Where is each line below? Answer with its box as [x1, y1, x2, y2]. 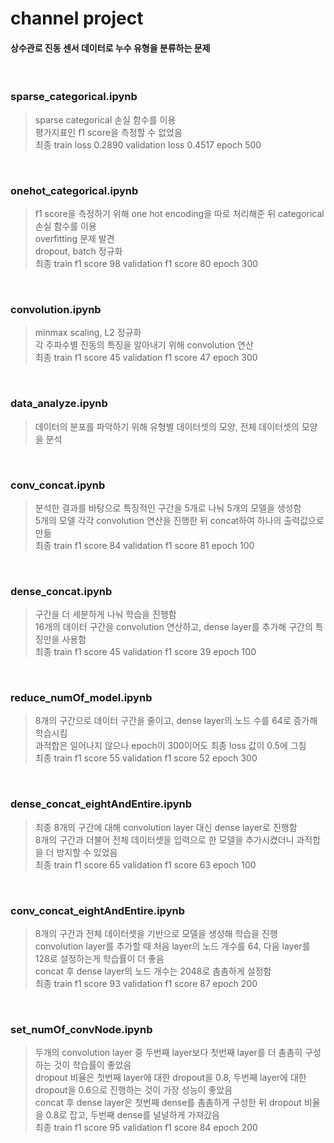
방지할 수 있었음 [56, 846, 118, 858]
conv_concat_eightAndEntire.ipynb [10, 903, 185, 917]
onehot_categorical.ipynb [10, 183, 139, 197]
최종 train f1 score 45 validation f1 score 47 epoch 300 [34, 352, 258, 364]
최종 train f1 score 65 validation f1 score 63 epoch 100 [34, 858, 257, 871]
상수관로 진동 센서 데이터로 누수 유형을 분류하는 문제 [10, 42, 211, 54]
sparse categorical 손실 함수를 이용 [34, 113, 177, 126]
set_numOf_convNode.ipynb [10, 1022, 153, 1036]
